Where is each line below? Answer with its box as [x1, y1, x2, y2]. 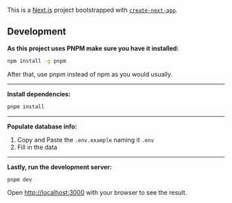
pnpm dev [7, 176, 32, 183]
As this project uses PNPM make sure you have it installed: [7, 44, 180, 52]
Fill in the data [17, 143, 57, 151]
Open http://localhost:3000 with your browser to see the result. [7, 188, 188, 197]
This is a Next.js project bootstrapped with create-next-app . [7, 6, 178, 14]
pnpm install [7, 103, 45, 110]
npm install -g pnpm [7, 57, 67, 64]
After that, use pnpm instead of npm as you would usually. [7, 70, 173, 78]
